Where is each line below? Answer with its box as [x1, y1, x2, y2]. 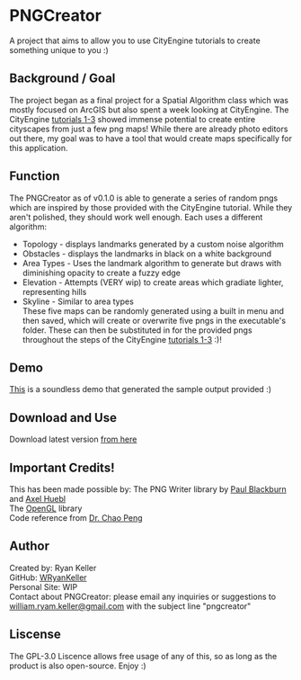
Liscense [9, 627, 61, 642]
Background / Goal [9, 71, 116, 86]
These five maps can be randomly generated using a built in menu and [22, 305, 285, 316]
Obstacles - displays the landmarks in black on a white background [22, 248, 272, 259]
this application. [9, 142, 69, 153]
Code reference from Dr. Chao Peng [9, 513, 143, 523]
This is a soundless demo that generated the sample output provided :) [9, 384, 272, 395]
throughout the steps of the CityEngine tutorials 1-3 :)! [22, 334, 222, 344]
